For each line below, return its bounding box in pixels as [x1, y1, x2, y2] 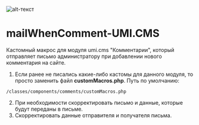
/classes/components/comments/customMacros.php [6, 89, 127, 94]
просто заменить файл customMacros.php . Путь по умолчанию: [14, 77, 180, 84]
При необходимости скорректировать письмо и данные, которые [14, 99, 184, 106]
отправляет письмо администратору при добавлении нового [6, 53, 162, 60]
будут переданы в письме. [14, 105, 83, 112]
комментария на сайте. [6, 59, 66, 66]
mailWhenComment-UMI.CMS [6, 27, 160, 40]
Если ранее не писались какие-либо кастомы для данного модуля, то [14, 71, 194, 78]
